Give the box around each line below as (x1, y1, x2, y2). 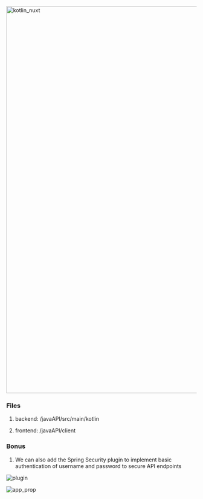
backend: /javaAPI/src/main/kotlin (14, 415, 100, 423)
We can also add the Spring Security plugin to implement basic (14, 456, 172, 463)
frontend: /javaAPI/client (14, 427, 76, 434)
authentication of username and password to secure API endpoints (14, 462, 182, 469)
